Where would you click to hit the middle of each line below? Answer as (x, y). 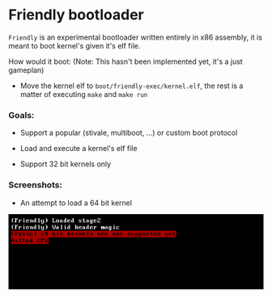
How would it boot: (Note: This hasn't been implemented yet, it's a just (125, 61)
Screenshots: (36, 185)
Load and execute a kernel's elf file (79, 149)
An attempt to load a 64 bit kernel (76, 203)
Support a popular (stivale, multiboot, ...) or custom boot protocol (129, 133)
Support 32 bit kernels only (66, 164)
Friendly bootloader (76, 15)
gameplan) (26, 69)
